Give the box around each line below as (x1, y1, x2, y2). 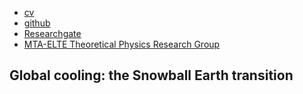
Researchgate (23, 28, 82, 39)
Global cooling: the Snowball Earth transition (9, 67, 294, 84)
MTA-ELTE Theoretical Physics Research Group (23, 38, 221, 50)
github (23, 17, 51, 29)
